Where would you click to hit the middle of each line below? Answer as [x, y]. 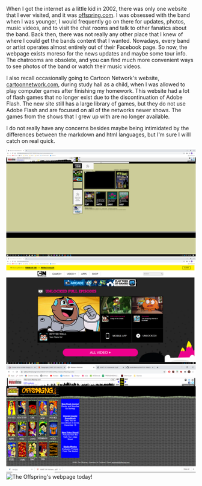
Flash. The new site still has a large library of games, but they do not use [96, 104]
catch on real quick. [31, 141]
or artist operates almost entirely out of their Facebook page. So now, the [97, 47]
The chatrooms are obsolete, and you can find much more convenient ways [100, 60]
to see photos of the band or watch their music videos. [74, 66]
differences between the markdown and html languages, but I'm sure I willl [99, 134]
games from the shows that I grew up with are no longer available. [88, 116]
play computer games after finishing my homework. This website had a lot [98, 91]
